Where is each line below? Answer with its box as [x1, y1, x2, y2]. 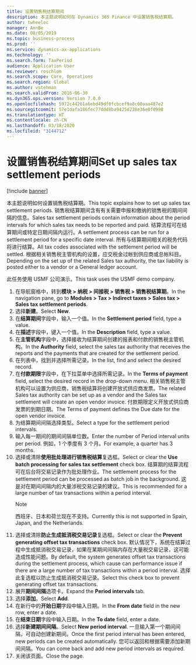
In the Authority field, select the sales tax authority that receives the [25, 343, 190, 350]
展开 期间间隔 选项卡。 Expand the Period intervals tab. [15, 587, 145, 594]
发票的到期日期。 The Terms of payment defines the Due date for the [15, 405, 180, 412]
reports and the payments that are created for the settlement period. [15, 349, 180, 357]
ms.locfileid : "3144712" [6, 128, 67, 135]
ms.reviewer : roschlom [6, 68, 62, 74]
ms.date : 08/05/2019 [6, 30, 57, 36]
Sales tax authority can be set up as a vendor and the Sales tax [15, 391, 167, 398]
